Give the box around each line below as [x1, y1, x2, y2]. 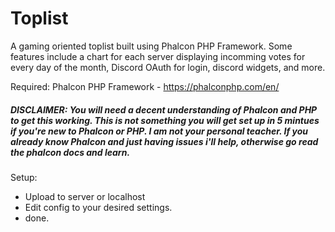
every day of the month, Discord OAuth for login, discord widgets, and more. [10, 61, 326, 73]
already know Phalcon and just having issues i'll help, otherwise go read [10, 135, 319, 147]
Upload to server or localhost [24, 190, 146, 202]
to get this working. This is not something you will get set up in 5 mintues [10, 114, 320, 126]
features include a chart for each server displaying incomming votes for [10, 50, 306, 62]
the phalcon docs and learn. [10, 146, 131, 158]
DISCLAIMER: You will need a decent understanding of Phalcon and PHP [10, 103, 318, 116]
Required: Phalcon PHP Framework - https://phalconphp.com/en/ [10, 80, 280, 92]
